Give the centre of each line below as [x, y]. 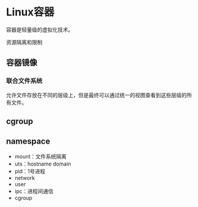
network [25, 177]
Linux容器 [30, 12]
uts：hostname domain [43, 164]
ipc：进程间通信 [34, 191]
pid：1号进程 [30, 171]
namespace [28, 142]
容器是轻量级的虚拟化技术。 [40, 30]
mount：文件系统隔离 [40, 156]
